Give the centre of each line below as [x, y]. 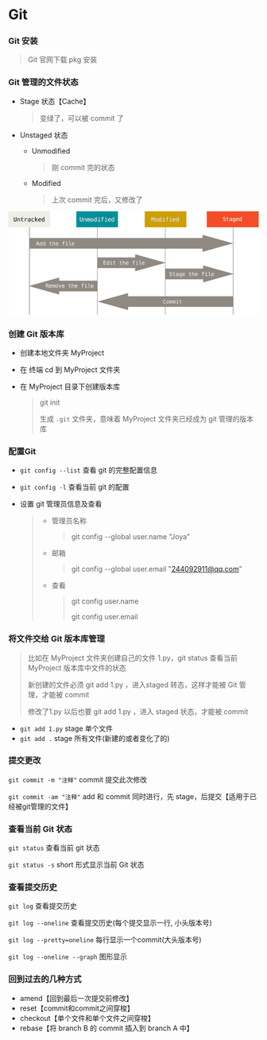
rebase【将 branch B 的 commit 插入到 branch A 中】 [106, 1028]
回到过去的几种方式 [45, 980]
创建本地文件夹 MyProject [62, 352]
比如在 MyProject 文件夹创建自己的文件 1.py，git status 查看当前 [133, 658]
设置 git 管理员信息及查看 [61, 504]
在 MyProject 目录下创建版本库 [70, 386]
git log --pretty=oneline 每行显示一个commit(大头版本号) [105, 940]
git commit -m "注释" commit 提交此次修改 [78, 779]
